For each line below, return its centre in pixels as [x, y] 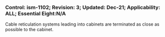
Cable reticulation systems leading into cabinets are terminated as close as [82, 24]
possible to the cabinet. [29, 30]
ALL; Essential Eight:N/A [35, 13]
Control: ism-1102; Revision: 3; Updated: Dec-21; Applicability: [83, 7]
